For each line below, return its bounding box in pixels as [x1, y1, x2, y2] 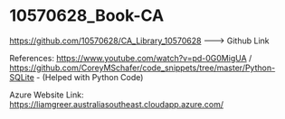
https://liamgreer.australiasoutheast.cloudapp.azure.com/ [9, 98, 224, 109]
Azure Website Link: [9, 89, 84, 100]
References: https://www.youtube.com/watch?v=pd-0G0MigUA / [9, 52, 252, 63]
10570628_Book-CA [9, 5, 165, 26]
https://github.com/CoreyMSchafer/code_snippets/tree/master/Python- [9, 62, 276, 73]
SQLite [9, 71, 34, 82]
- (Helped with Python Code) [35, 71, 144, 82]
